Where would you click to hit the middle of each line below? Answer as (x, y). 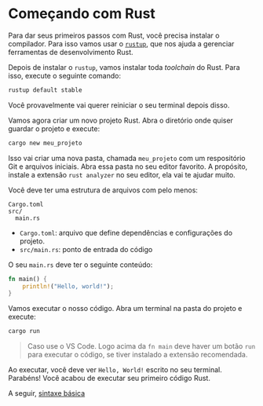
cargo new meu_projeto (45, 143)
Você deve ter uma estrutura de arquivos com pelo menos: (103, 190)
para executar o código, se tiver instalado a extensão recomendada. (137, 355)
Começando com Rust (82, 14)
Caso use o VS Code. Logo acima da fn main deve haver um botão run (141, 346)
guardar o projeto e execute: (54, 128)
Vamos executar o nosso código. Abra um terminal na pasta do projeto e (125, 309)
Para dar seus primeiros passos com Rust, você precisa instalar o (114, 35)
